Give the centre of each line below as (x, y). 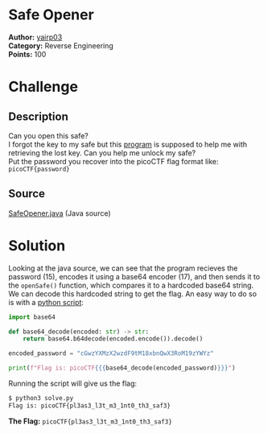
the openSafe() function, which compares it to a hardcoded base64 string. (131, 285)
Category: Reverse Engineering (61, 45)
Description (38, 116)
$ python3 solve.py (41, 399)
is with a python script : (46, 302)
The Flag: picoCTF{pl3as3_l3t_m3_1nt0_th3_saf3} (91, 421)
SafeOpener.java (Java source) (60, 213)
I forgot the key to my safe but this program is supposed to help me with (128, 144)
